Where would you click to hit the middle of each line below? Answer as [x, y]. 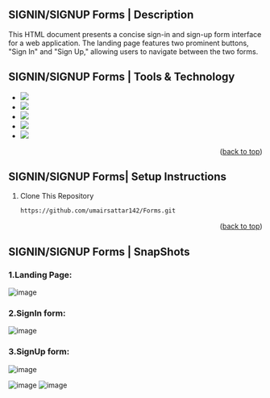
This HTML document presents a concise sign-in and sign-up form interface [135, 34]
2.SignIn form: [37, 313]
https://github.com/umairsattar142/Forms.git [98, 211]
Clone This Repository [57, 196]
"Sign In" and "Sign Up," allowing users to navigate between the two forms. [133, 51]
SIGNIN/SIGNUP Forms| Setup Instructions [118, 177]
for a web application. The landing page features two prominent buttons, [129, 43]
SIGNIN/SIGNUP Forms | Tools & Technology [122, 77]
